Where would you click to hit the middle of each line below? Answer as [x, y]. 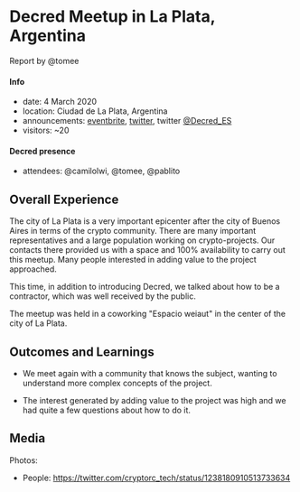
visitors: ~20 [46, 130]
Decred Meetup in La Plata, [112, 17]
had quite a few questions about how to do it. [107, 410]
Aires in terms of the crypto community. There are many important [133, 231]
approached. [33, 269]
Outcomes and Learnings [82, 352]
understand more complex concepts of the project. [117, 383]
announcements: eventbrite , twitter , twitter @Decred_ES [127, 121]
